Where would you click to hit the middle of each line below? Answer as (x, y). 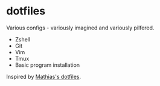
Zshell (23, 39)
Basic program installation (47, 65)
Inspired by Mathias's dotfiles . (44, 76)
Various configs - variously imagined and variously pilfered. (80, 28)
